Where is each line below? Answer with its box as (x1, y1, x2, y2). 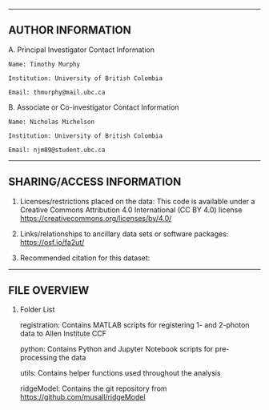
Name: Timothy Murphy (8, 60, 81, 68)
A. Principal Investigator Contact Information (8, 45, 155, 54)
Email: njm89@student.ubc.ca (8, 146, 106, 154)
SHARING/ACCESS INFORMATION (8, 175, 182, 189)
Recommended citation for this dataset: (19, 253, 151, 263)
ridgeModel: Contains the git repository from (19, 384, 167, 393)
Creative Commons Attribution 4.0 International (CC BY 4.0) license (19, 205, 243, 215)
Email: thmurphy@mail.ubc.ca (8, 88, 106, 96)
